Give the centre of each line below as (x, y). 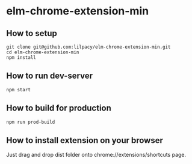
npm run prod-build (31, 122)
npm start (19, 90)
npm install (21, 58)
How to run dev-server (50, 76)
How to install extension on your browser (85, 140)
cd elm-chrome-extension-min (43, 52)
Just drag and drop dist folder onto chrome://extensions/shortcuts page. (96, 155)
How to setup (32, 33)
